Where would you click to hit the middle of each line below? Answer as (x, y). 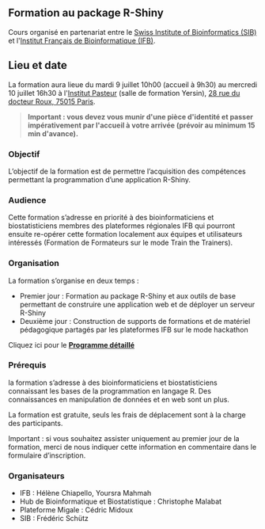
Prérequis (27, 365)
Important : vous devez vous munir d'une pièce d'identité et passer (140, 116)
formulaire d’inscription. (47, 455)
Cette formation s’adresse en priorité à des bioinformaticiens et (111, 218)
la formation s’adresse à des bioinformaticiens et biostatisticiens (113, 382)
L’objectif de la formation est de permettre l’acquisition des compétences (127, 171)
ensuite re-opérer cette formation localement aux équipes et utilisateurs (125, 234)
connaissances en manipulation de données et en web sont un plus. (119, 399)
